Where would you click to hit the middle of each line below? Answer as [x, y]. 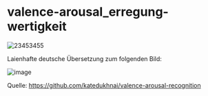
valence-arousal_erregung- [88, 12]
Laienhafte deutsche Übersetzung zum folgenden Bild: [84, 58]
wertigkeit [37, 26]
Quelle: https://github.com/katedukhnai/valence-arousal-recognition [104, 85]
